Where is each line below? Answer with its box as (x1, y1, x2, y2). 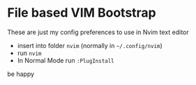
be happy (7, 70, 35, 78)
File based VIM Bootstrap (7, 5, 157, 21)
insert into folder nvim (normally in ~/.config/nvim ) (17, 41, 163, 49)
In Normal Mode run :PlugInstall (17, 56, 115, 64)
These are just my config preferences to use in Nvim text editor (7, 28, 190, 36)
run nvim (17, 49, 42, 57)
